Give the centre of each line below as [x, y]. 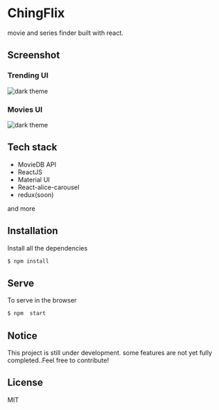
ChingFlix [36, 13]
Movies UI [25, 110]
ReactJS [30, 172]
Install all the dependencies [47, 248]
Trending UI [28, 75]
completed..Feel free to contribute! [58, 360]
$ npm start [27, 314]
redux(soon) [36, 194]
